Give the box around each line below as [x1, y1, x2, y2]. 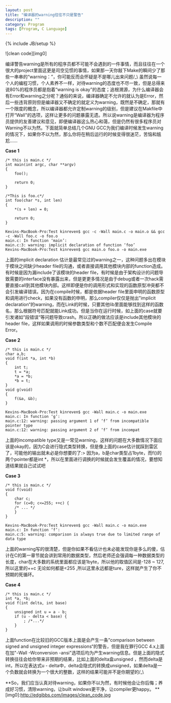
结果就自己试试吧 [9, 463, 46, 469]
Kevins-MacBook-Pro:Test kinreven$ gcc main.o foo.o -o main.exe [5, 247, 147, 252]
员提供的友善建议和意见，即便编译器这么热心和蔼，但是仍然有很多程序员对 [5, 119, 161, 125]
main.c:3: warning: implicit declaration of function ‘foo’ [5, 243, 136, 248]
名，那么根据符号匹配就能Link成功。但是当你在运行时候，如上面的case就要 [5, 308, 162, 314]
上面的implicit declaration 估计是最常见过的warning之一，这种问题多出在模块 [5, 256, 166, 263]
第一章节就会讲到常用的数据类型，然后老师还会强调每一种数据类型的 [22, 552, 165, 558]
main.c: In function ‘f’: [5, 527, 60, 533]
